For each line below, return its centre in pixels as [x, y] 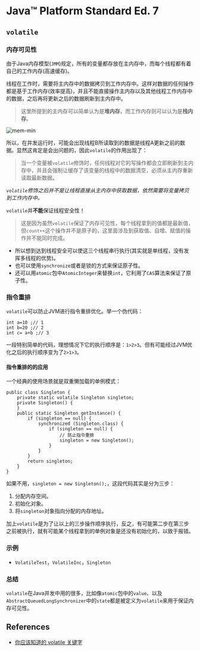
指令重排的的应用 [27, 367]
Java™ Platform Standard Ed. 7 [82, 11]
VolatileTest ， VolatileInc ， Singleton [63, 562]
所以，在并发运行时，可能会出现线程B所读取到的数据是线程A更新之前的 [93, 143]
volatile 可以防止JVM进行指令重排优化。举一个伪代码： [75, 311]
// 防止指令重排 [77, 436]
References [28, 627]
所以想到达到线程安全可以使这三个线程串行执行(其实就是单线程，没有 [99, 251]
